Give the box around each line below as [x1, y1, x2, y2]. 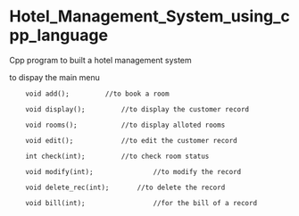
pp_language [9, 25, 109, 46]
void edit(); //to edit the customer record [25, 136, 238, 145]
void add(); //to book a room [25, 89, 170, 98]
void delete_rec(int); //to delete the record [25, 183, 226, 192]
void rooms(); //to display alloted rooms [25, 120, 226, 129]
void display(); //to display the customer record [25, 104, 250, 113]
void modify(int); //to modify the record [25, 167, 242, 176]
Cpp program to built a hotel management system [9, 54, 192, 65]
